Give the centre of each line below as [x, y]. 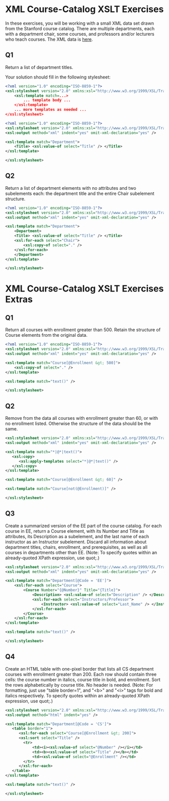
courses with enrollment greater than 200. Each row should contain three [81, 674]
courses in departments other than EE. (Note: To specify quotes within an [81, 552]
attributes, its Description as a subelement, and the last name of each [77, 536]
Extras [19, 299]
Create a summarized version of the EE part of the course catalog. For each [83, 526]
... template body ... [47, 100]
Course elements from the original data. [47, 335]
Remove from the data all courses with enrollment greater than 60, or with [82, 418]
